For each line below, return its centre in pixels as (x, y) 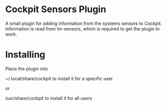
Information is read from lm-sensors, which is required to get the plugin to (82, 28)
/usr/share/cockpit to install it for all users (49, 98)
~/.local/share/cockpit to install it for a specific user (59, 78)
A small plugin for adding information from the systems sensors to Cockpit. (84, 23)
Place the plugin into (27, 68)
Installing (25, 55)
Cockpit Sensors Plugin (56, 9)
